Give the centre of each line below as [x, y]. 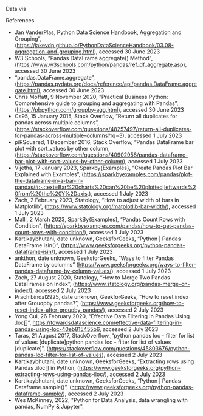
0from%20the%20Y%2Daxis [51, 193]
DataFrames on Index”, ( [45, 284]
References [20, 20]
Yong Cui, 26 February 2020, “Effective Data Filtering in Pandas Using [102, 316]
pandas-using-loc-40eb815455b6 [57, 329]
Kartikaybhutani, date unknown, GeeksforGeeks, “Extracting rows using [104, 361]
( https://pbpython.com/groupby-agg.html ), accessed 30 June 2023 [99, 110]
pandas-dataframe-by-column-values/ [63, 271]
